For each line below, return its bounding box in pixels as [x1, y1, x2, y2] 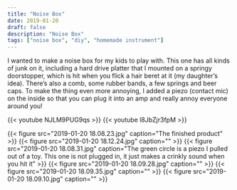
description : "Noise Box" [7, 30, 84, 38]
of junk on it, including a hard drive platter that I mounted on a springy [7, 64, 212, 73]
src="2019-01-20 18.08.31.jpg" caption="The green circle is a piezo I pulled [7, 144, 228, 153]
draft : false [7, 23, 46, 31]
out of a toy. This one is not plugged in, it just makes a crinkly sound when [7, 152, 226, 161]
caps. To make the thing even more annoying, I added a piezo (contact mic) [7, 87, 229, 95]
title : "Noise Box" [7, 10, 65, 18]
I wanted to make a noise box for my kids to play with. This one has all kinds [7, 56, 230, 65]
